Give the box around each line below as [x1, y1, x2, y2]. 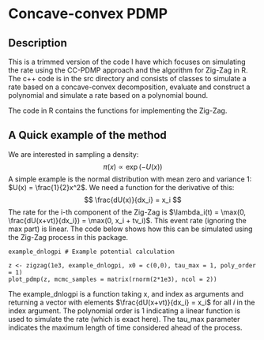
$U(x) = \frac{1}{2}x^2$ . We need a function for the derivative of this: [8, 182, 235, 192]
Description [8, 36, 67, 50]
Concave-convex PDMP [8, 5, 168, 23]
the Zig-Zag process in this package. [8, 232, 129, 241]
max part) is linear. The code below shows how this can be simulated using [8, 224, 253, 234]
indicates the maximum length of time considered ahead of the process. [8, 323, 243, 332]
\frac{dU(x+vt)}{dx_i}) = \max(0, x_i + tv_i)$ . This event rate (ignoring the [8, 215, 247, 225]
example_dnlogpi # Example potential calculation [8, 248, 175, 256]
